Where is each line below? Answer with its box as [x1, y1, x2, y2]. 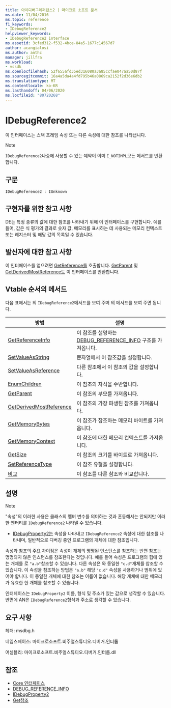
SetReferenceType [8, 460, 52, 467]
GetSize [8, 451, 27, 458]
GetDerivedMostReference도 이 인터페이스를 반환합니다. [5, 268, 120, 275]
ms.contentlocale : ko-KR [5, 83, 58, 88]
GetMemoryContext [8, 437, 55, 444]
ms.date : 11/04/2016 [5, 12, 49, 17]
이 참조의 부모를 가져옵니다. [76, 390, 138, 397]
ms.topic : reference [5, 17, 49, 22]
